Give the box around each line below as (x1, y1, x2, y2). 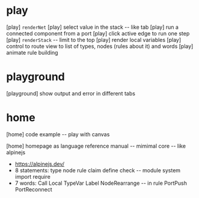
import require (14, 173, 51, 180)
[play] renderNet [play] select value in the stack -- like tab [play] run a (6, 23, 179, 31)
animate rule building (6, 49, 58, 56)
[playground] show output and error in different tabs (6, 89, 135, 97)
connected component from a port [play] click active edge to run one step (6, 29, 190, 37)
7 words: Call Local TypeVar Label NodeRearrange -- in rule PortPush (14, 179, 188, 187)
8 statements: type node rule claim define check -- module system (14, 166, 181, 174)
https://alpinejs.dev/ (14, 160, 65, 167)
